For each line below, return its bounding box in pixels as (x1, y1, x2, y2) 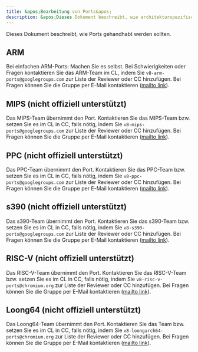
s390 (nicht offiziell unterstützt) (6, 202, 127, 212)
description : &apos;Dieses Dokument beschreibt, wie (6, 14, 138, 20)
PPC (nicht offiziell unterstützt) (6, 150, 123, 160)
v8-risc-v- (136, 277, 163, 282)
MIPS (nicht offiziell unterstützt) (6, 98, 127, 109)
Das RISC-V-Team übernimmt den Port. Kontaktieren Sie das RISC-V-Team (6, 269, 187, 276)
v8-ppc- (123, 173, 143, 179)
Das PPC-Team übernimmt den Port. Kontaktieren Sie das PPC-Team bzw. (6, 166, 186, 173)
